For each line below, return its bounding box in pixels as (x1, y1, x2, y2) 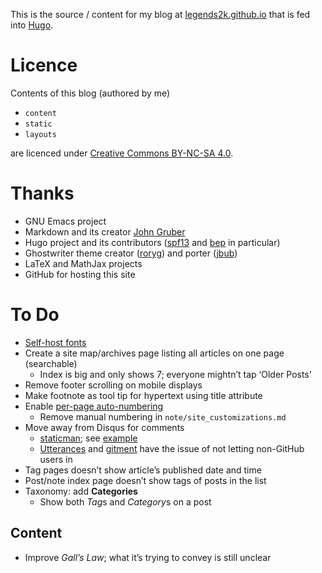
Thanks (10, 182, 75, 205)
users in (39, 453, 73, 465)
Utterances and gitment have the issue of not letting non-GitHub (39, 442, 305, 454)
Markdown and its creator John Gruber (24, 225, 186, 238)
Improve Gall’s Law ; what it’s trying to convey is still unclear (24, 551, 272, 563)
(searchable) (24, 357, 78, 369)
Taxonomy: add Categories (24, 485, 138, 497)
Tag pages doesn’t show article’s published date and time (24, 464, 262, 476)
